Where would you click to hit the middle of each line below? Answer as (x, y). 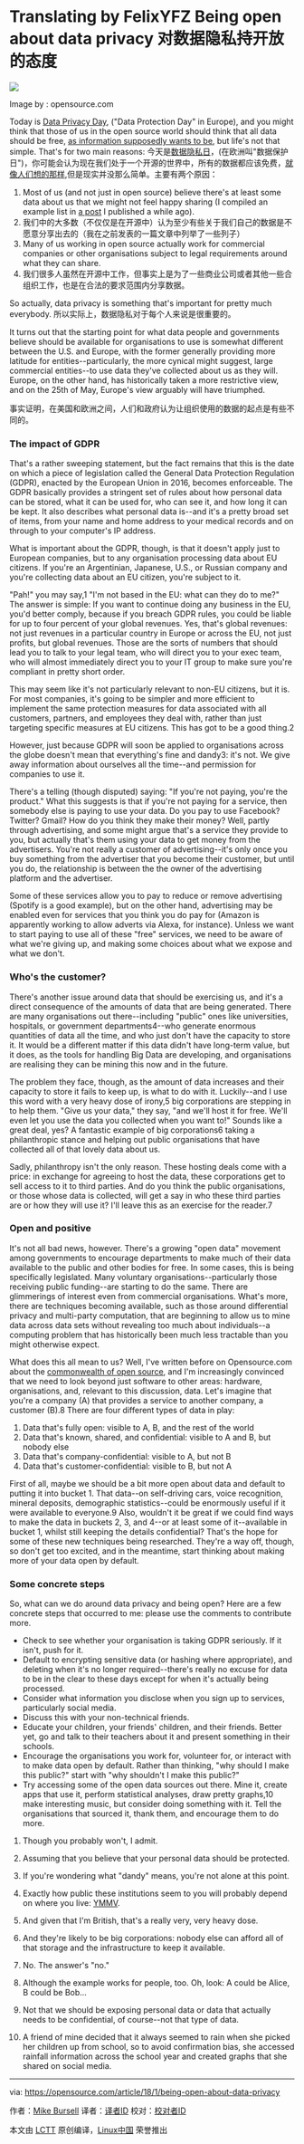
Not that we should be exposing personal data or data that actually (147, 2010)
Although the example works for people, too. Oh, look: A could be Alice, (156, 1983)
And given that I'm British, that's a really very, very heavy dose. (140, 1920)
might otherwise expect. (55, 1344)
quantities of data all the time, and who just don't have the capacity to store (150, 1035)
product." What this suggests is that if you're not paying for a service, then (148, 801)
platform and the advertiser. (61, 878)
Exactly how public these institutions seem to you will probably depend (155, 1893)
